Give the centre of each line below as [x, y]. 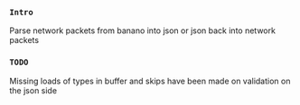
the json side [33, 90]
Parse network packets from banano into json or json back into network [142, 31]
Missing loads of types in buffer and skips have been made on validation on [150, 81]
